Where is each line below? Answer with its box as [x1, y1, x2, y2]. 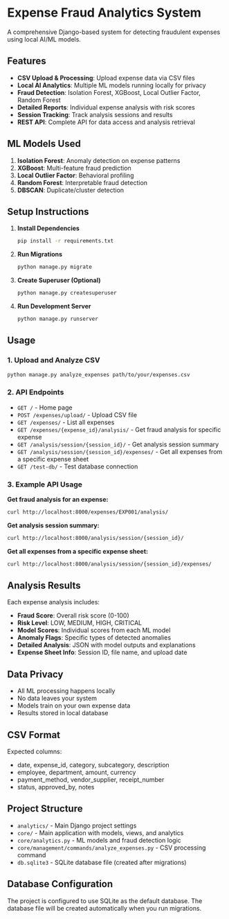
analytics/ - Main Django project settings [17, 821, 137, 830]
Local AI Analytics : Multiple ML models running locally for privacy [17, 81, 206, 89]
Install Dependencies [17, 224, 80, 233]
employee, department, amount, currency [17, 768, 136, 777]
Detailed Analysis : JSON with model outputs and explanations [17, 641, 196, 649]
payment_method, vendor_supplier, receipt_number [17, 776, 165, 784]
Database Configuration [7, 878, 113, 890]
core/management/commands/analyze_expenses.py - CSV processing [17, 843, 206, 852]
